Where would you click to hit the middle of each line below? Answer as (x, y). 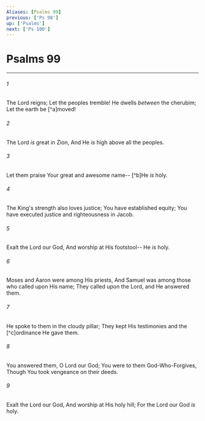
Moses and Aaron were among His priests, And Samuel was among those (99, 280)
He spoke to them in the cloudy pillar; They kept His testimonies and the (97, 326)
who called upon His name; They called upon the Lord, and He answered (98, 287)
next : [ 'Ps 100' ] (28, 29)
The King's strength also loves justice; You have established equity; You (97, 208)
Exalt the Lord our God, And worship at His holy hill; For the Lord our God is (101, 405)
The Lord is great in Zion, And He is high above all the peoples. (85, 142)
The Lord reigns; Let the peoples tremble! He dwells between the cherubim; (101, 103)
